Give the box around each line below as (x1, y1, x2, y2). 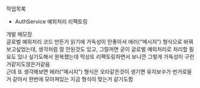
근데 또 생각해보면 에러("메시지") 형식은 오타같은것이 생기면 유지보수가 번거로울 (6, 68, 192, 75)
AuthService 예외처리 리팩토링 (14, 18, 88, 25)
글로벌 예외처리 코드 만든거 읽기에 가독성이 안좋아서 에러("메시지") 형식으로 (6, 38, 183, 45)
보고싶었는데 (6, 45, 36, 53)
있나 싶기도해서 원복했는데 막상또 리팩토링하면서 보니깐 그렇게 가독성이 (17, 53, 184, 60)
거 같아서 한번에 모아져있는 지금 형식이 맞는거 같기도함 (6, 75, 134, 83)
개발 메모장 (6, 31, 33, 38)
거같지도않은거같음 (6, 60, 50, 68)
